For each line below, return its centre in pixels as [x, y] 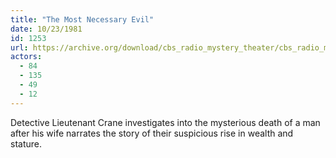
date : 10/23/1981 [46, 29]
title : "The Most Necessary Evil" [82, 19]
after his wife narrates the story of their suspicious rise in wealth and [152, 133]
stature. [26, 143]
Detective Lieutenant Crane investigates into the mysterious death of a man [165, 122]
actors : [26, 57]
